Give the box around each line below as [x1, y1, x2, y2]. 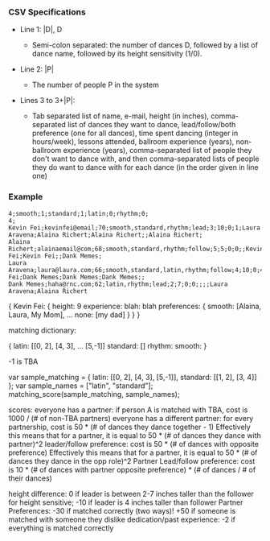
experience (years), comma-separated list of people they [63, 146, 252, 155]
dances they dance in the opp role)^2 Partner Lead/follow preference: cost [8, 456, 256, 465]
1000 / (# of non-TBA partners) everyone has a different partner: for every [8, 413, 254, 423]
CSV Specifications [8, 6, 86, 18]
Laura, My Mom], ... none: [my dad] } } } [8, 309, 141, 320]
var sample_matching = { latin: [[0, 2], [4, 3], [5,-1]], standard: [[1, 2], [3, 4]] [8, 372, 257, 382]
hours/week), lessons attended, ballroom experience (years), [31, 137, 235, 147]
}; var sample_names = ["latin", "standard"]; [8, 381, 153, 390]
